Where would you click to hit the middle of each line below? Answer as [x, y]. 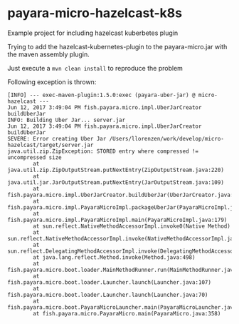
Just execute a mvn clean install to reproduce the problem [95, 68]
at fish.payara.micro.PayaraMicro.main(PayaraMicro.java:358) [127, 313]
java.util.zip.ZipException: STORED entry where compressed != [103, 151]
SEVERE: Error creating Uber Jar [57, 138]
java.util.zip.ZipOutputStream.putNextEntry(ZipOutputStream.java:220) [116, 170]
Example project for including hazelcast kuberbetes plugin [93, 33]
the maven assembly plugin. [49, 54]
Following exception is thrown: [52, 82]
